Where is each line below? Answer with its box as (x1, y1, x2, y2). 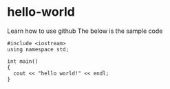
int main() (7, 58, 39, 65)
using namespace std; (7, 46, 70, 53)
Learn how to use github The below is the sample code (7, 27, 163, 35)
